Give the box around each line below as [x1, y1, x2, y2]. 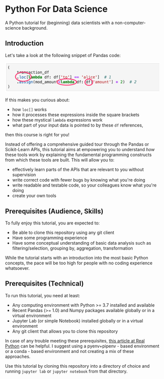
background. [22, 25, 48, 31]
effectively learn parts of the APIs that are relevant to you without [12, 166, 144, 173]
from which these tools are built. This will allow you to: [5, 157, 115, 163]
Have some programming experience [12, 235, 87, 241]
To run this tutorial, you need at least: [5, 292, 80, 298]
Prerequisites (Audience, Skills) [5, 207, 104, 215]
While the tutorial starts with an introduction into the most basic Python [5, 255, 148, 261]
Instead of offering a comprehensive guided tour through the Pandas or [5, 141, 149, 147]
